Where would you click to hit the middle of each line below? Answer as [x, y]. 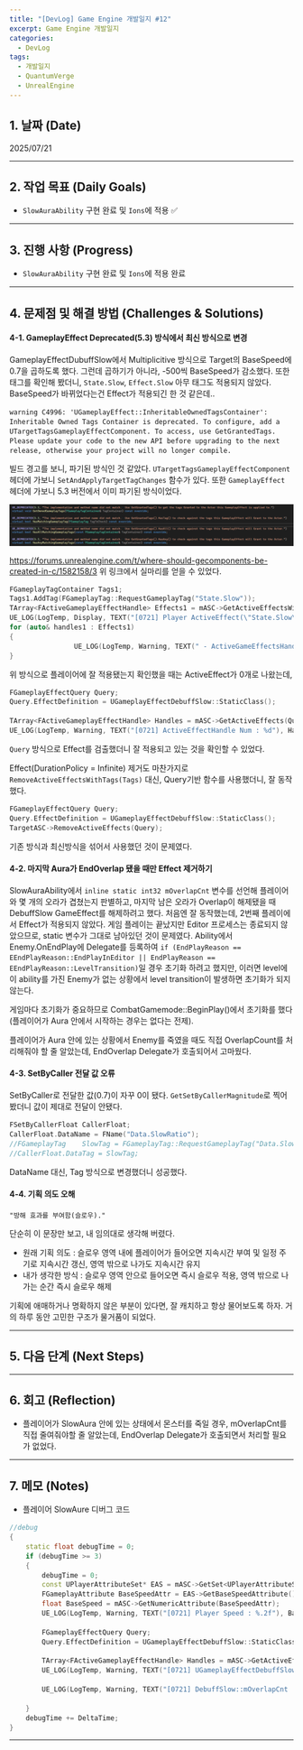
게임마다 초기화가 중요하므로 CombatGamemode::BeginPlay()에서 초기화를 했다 [151, 1009]
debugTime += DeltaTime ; [72, 1718]
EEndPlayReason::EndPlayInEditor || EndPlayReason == [113, 958]
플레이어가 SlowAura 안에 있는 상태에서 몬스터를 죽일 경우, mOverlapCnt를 [154, 1424]
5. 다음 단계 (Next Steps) [77, 1357]
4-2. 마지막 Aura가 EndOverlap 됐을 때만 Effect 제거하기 [111, 869]
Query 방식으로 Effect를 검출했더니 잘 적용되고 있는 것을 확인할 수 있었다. [137, 748]
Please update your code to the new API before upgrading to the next [145, 441]
